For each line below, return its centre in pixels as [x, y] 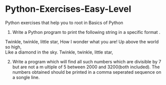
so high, [13, 47]
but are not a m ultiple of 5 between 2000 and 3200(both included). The [86, 67]
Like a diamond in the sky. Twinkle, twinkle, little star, [59, 52]
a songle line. [26, 77]
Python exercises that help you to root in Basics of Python [64, 23]
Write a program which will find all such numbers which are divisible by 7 [87, 61]
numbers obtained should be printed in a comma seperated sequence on [87, 72]
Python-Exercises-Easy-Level [68, 9]
